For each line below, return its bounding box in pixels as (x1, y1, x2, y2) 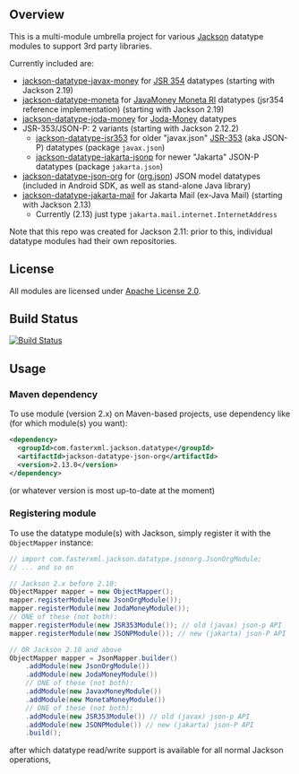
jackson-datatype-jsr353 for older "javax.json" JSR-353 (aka (35, 132, 261, 143)
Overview (9, 7, 65, 22)
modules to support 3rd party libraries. (9, 40, 152, 51)
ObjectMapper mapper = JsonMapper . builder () (9, 654, 178, 663)
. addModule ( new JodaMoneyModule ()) (25, 670, 158, 680)
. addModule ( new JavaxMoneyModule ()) (25, 687, 163, 696)
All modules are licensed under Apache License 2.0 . (9, 285, 201, 296)
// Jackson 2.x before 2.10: (9, 578, 118, 588)
